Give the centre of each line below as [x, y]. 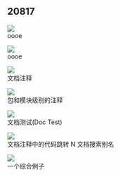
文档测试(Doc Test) [35, 122]
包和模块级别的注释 [35, 100]
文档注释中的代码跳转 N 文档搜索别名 [61, 144]
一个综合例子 [26, 166]
